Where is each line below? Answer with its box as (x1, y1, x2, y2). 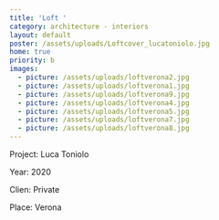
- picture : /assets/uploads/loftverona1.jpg (17, 81, 190, 90)
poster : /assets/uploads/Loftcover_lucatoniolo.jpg (9, 38, 210, 48)
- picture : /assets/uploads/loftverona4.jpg (17, 98, 190, 108)
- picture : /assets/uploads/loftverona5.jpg (17, 107, 190, 116)
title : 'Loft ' (9, 13, 68, 23)
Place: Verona (9, 202, 62, 213)
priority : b (9, 56, 55, 65)
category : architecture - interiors (9, 22, 149, 31)
